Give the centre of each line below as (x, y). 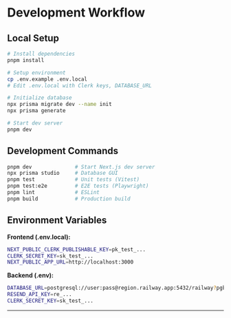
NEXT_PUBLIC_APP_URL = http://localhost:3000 (70, 262)
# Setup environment (37, 73)
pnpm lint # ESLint (53, 193)
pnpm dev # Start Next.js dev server (81, 167)
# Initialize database (40, 98)
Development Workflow (76, 13)
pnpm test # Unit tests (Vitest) (73, 180)
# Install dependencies (41, 54)
